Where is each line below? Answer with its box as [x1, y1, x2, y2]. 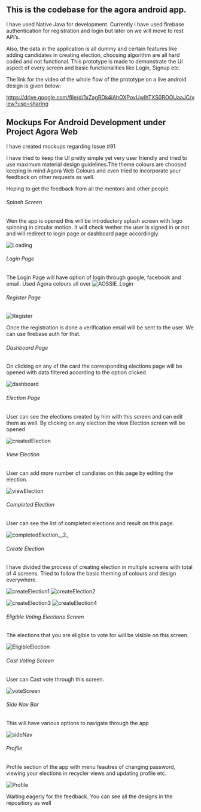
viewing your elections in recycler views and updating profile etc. [6, 769, 167, 777]
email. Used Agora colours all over [6, 280, 92, 287]
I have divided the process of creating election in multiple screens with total [6, 563, 193, 571]
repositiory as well [6, 799, 51, 807]
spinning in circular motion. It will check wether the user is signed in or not [6, 223, 190, 231]
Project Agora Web [6, 127, 78, 137]
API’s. [6, 33, 20, 41]
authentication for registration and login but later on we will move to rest [6, 27, 184, 34]
